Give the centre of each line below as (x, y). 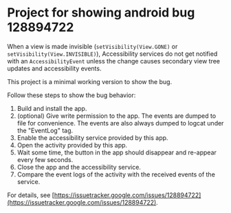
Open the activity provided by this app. (72, 145)
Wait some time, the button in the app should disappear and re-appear (117, 152)
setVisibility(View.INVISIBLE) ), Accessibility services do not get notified (112, 54)
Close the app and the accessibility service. (79, 167)
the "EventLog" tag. (45, 130)
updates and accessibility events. (54, 68)
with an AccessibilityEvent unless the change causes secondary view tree (113, 61)
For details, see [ (31, 195)
